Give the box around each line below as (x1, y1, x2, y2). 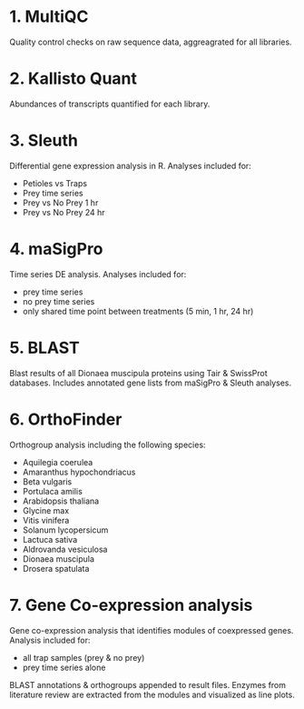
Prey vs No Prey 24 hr (22, 206, 106, 217)
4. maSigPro (9, 239, 103, 259)
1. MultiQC (9, 6, 89, 27)
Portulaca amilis (22, 485, 83, 496)
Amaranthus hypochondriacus (22, 466, 136, 477)
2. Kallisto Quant (9, 68, 138, 89)
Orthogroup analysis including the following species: (9, 439, 206, 450)
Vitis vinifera (22, 514, 70, 525)
